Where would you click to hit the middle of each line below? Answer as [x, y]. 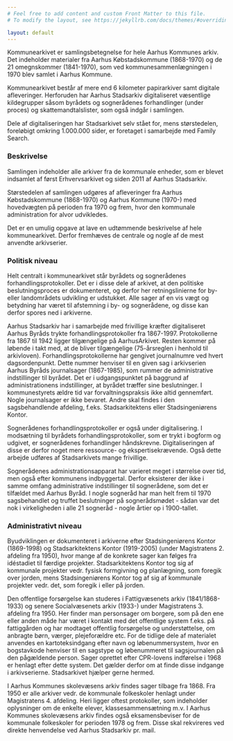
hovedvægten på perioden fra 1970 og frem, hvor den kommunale [101, 207]
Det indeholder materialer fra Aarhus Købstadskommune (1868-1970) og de [115, 60]
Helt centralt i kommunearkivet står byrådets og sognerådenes [97, 276]
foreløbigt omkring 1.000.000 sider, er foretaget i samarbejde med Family [112, 131]
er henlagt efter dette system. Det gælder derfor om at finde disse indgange [115, 665]
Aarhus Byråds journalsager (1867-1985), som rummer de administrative [110, 370]
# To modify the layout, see [49, 20]
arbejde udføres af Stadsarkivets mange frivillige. [78, 457]
